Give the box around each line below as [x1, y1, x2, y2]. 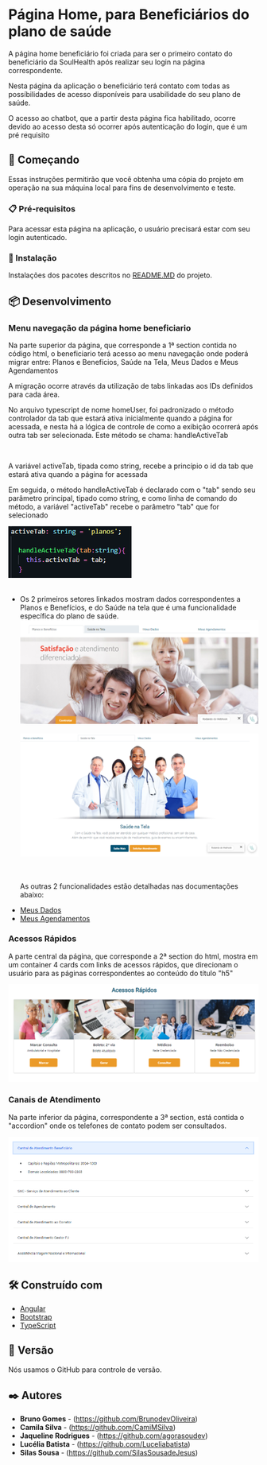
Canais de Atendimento [8, 1095, 101, 1106]
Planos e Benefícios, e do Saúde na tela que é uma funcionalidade [19, 603, 237, 613]
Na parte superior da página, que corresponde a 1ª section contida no [8, 340, 237, 351]
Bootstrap [19, 1312, 52, 1321]
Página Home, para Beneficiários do [8, 6, 250, 24]
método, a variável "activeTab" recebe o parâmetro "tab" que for [8, 502, 220, 512]
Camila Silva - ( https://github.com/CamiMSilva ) [19, 1422, 176, 1432]
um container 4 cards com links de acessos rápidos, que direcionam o [8, 959, 238, 969]
